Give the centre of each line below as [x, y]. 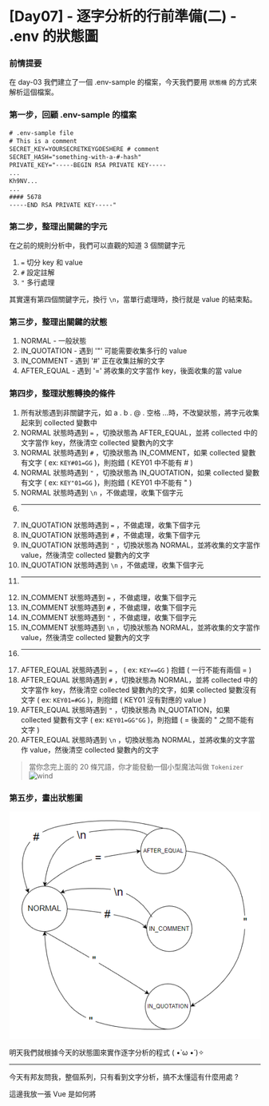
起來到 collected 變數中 [59, 422]
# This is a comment [44, 141]
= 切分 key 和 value [51, 263]
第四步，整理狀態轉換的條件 [62, 394]
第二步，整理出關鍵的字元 [58, 226]
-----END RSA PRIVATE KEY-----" [63, 205]
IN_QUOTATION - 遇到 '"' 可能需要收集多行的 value [104, 351]
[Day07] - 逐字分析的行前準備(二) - [123, 16]
